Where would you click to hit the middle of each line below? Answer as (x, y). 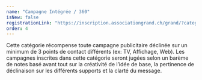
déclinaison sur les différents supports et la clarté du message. (84, 71)
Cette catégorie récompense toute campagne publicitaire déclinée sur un (97, 45)
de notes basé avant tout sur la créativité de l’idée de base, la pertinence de (100, 64)
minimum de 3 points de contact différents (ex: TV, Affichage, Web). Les (96, 52)
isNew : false (23, 17)
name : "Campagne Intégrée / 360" (48, 12)
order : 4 (17, 28)
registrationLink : (29, 23)
